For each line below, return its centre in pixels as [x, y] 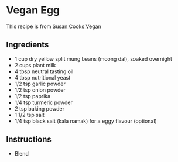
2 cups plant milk [35, 65]
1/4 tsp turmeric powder [44, 102]
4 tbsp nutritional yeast [42, 77]
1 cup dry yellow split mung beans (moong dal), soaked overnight [93, 58]
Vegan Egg [33, 10]
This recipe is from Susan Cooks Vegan [54, 26]
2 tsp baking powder [39, 108]
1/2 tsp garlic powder [40, 84]
